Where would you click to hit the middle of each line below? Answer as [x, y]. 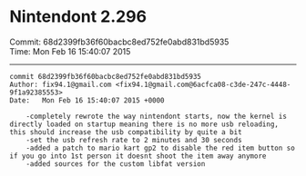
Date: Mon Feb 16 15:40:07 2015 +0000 [87, 100]
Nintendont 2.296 [78, 17]
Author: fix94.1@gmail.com [61, 84]
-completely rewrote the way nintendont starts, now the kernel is [156, 116]
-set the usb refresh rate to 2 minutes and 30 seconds [134, 140]
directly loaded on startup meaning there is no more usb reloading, [144, 124]
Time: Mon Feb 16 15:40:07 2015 [70, 51]
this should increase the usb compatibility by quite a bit [126, 132]
